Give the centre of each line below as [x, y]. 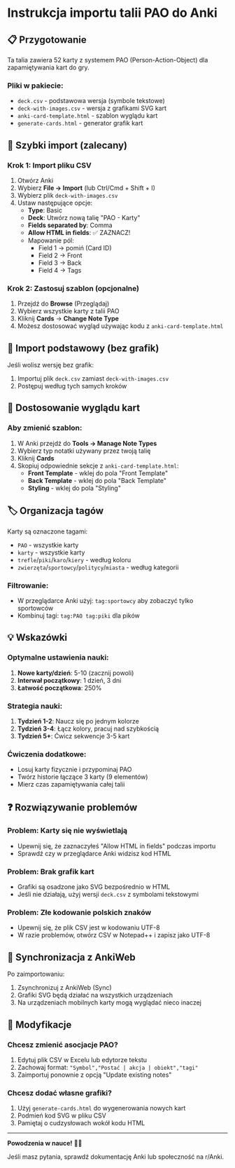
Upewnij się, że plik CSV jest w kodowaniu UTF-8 [88, 928]
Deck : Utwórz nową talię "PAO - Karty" [84, 217]
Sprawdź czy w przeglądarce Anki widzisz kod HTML [94, 853]
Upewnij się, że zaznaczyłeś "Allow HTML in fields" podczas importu [116, 846]
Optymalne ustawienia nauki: [58, 658]
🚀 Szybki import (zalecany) [67, 145]
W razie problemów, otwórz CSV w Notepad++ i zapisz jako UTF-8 [114, 935]
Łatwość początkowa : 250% [59, 688]
